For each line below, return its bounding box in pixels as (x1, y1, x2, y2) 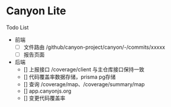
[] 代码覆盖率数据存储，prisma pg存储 (23, 73, 116, 81)
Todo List (6, 24, 29, 31)
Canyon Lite (6, 4, 66, 18)
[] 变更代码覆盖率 (23, 95, 66, 102)
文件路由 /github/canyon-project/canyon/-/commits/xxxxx (23, 43, 166, 51)
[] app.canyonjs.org (23, 87, 72, 95)
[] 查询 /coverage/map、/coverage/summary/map (23, 81, 145, 88)
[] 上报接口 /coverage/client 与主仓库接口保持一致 (23, 66, 145, 73)
